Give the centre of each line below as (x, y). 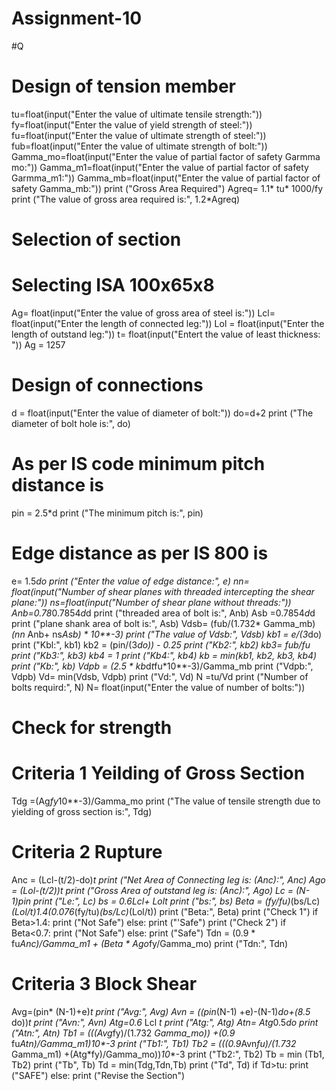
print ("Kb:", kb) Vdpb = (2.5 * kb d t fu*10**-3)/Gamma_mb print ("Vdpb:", (162, 666)
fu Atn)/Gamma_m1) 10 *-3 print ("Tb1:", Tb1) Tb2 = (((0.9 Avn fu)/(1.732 (154, 1043)
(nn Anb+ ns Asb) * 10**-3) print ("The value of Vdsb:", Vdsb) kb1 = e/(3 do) (167, 634)
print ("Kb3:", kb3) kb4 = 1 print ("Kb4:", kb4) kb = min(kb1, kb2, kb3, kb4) (164, 655)
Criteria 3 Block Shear (104, 984)
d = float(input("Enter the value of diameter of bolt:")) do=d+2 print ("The (162, 413)
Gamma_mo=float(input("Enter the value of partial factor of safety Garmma (166, 156)
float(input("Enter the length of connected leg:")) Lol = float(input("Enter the (168, 323)
